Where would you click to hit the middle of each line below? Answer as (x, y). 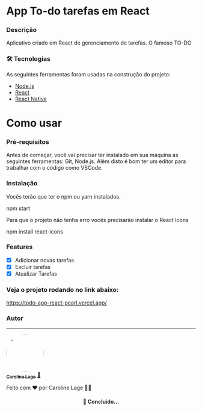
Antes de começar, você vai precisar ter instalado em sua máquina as (92, 155)
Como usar (34, 123)
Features (20, 247)
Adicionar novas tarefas (44, 260)
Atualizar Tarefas (36, 273)
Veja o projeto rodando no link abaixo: (63, 289)
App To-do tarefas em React (78, 11)
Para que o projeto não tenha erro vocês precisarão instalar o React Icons (97, 220)
